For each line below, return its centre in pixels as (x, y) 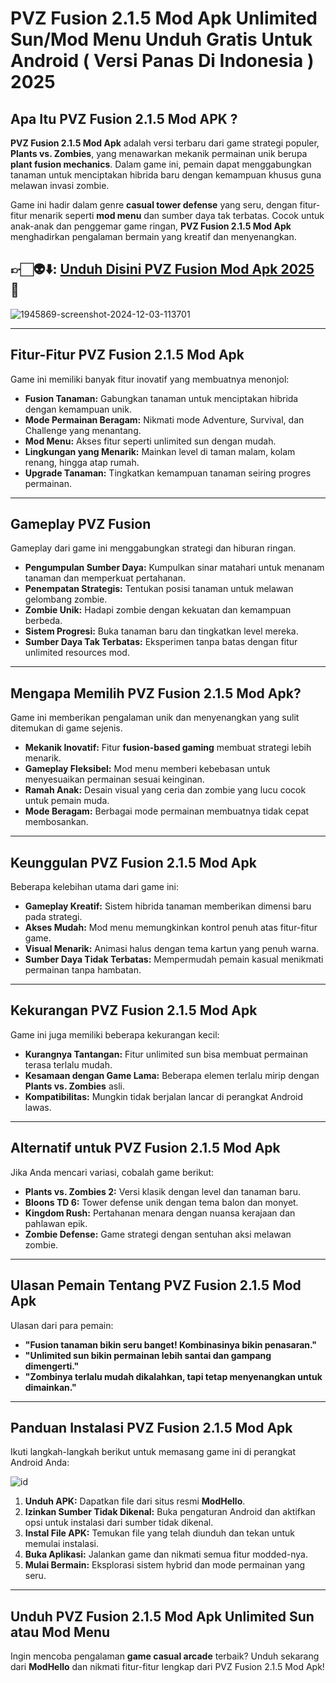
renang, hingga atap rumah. (82, 462)
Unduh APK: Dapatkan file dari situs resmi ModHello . (135, 1501)
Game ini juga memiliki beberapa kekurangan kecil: (115, 1034)
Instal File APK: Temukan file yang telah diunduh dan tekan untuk (160, 1533)
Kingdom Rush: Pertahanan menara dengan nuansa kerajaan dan (160, 1213)
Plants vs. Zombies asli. (74, 1086)
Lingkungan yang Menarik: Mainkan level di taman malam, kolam (160, 451)
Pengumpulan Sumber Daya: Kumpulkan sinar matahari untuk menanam (174, 568)
